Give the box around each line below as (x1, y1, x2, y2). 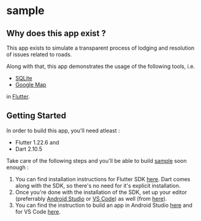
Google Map (15, 81, 47, 88)
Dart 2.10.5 (15, 145, 43, 152)
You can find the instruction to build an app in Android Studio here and (15, 201, 192, 209)
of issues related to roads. (6, 51, 72, 58)
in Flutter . (6, 93, 31, 100)
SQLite (15, 75, 32, 81)
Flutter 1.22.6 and (15, 138, 59, 146)
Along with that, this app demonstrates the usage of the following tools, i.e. (6, 62, 196, 70)
